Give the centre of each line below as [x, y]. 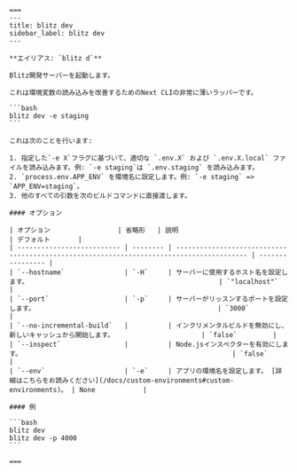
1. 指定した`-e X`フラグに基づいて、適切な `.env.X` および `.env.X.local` [139, 158]
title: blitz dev [41, 26]
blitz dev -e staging [49, 116]
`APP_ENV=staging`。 [47, 186]
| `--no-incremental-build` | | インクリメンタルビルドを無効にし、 [148, 326]
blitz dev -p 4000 [43, 438]
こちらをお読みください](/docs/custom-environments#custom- [128, 381]
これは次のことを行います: [51, 141]
